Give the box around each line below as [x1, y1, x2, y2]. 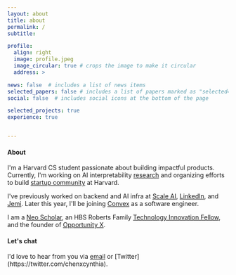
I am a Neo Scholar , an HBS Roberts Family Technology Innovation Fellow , [7, 213, 221, 222]
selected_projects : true [7, 107, 80, 115]
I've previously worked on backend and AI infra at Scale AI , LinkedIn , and [7, 192, 219, 200]
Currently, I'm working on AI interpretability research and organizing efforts [7, 171, 225, 179]
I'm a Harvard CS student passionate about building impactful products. [7, 163, 215, 172]
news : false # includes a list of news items [7, 82, 146, 89]
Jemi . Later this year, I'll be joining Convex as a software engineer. [7, 200, 199, 208]
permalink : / [7, 23, 46, 30]
